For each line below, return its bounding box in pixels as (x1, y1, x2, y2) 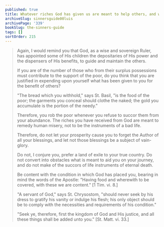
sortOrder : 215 (5, 35, 36, 39)
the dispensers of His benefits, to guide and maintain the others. (17, 58, 146, 64)
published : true (5, 7, 38, 12)
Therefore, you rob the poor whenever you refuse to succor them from (17, 112, 160, 118)
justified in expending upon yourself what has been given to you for (17, 77, 153, 83)
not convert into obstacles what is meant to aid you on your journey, (17, 157, 154, 163)
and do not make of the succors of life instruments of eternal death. (17, 162, 153, 168)
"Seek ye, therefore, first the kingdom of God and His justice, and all (17, 211, 155, 217)
